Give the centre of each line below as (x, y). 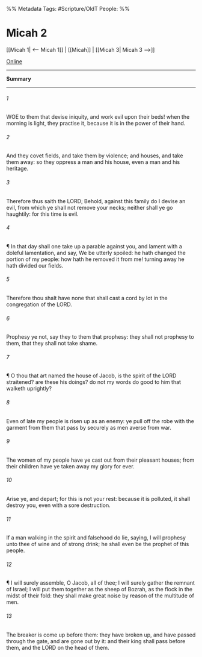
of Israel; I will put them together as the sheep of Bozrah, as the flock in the (99, 589)
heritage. (17, 169)
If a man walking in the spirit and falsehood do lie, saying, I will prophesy (96, 538)
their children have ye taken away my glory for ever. (70, 466)
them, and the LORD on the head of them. (58, 647)
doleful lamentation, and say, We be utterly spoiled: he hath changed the (96, 253)
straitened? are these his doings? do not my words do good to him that (94, 382)
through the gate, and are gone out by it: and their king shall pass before (96, 641)
